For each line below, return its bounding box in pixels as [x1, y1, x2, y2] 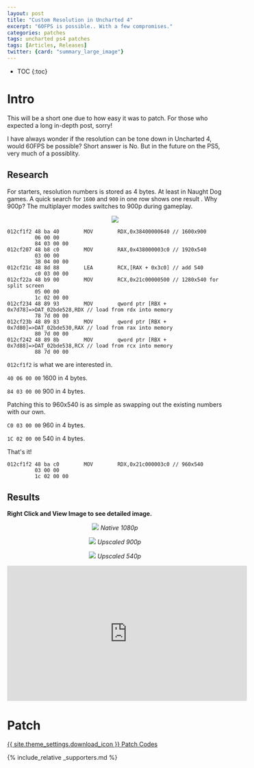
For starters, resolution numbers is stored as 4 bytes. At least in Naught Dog [7, 187, 222, 196]
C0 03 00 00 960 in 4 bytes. [7, 420, 86, 429]
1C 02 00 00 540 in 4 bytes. [7, 434, 86, 442]
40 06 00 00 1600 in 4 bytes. [7, 374, 88, 382]
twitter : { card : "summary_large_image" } [7, 49, 125, 56]
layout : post [7, 10, 45, 17]
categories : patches [7, 29, 66, 36]
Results [7, 492, 40, 504]
